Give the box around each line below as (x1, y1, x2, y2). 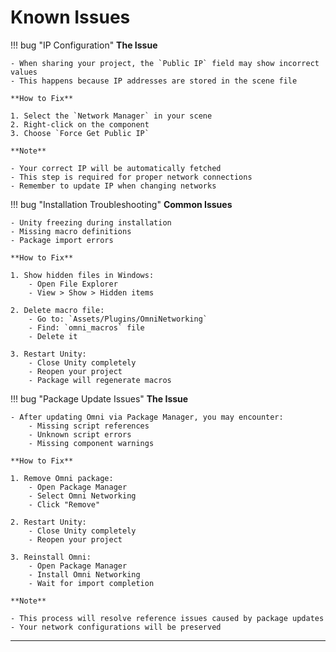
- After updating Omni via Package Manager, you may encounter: (10, 412, 284, 422)
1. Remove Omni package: (10, 473, 114, 483)
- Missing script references (28, 421, 150, 431)
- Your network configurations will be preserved (10, 622, 222, 632)
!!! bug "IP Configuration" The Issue (10, 39, 158, 51)
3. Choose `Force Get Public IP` (10, 128, 150, 138)
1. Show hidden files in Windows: (10, 270, 155, 280)
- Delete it (28, 331, 78, 341)
